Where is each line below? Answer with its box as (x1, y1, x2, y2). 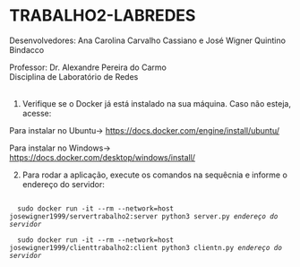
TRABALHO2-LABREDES (9, 5, 196, 26)
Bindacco (9, 44, 45, 55)
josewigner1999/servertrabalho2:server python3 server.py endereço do (9, 211, 279, 220)
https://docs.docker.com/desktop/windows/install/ (9, 151, 195, 162)
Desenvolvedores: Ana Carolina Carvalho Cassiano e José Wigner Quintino (9, 35, 287, 46)
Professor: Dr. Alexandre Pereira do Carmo (9, 62, 167, 73)
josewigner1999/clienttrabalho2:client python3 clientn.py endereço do (9, 243, 282, 252)
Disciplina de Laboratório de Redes (9, 71, 139, 82)
